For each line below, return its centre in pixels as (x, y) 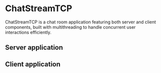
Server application (34, 47)
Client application (33, 64)
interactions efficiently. (28, 32)
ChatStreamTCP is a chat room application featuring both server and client (80, 22)
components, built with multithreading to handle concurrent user (70, 27)
